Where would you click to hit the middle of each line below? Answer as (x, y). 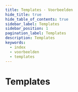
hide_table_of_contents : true (37, 19)
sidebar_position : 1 (27, 29)
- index (18, 47)
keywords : (16, 43)
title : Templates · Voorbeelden (39, 10)
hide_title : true (23, 15)
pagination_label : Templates (36, 33)
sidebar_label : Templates (32, 24)
